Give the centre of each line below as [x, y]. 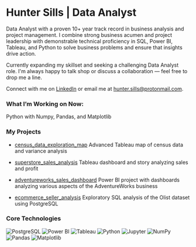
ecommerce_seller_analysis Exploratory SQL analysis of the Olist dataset [102, 197]
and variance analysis [41, 151]
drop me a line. [24, 77]
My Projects [23, 132]
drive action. [21, 53]
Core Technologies [34, 218]
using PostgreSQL [36, 203]
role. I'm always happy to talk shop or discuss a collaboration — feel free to [97, 71]
